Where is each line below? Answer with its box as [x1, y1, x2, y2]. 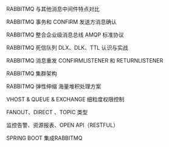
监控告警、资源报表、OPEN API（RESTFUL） [6, 121, 119, 129]
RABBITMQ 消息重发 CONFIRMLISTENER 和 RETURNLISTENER [6, 57, 164, 64]
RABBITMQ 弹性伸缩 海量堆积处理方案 [6, 83, 102, 90]
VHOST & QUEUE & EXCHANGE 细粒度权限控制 [6, 96, 125, 103]
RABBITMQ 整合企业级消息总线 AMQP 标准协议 [6, 31, 124, 38]
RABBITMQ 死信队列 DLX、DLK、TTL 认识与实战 [6, 44, 128, 51]
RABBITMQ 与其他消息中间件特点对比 [6, 5, 100, 12]
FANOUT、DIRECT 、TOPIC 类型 [6, 109, 88, 115]
